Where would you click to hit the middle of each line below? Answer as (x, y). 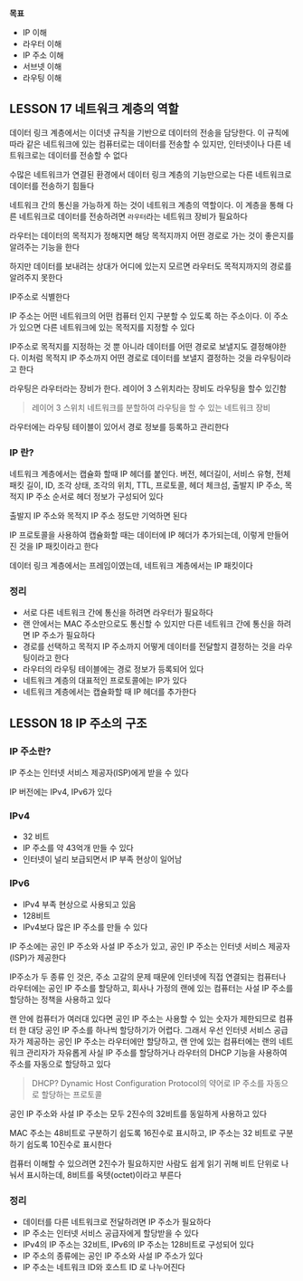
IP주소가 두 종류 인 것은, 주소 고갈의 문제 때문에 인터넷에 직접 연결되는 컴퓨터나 (148, 977)
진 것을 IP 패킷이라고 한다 (54, 547)
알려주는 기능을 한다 (44, 246)
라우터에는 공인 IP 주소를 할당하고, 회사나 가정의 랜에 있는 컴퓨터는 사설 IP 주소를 (151, 988)
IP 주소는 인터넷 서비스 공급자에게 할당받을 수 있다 (110, 1233)
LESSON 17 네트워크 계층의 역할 (94, 109)
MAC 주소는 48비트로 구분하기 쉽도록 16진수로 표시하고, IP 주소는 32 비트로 (143, 1133)
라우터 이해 (42, 44)
